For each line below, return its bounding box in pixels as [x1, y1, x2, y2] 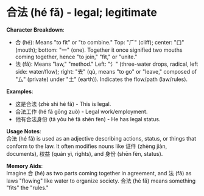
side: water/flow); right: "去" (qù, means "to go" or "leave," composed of [15, 68, 197, 75]
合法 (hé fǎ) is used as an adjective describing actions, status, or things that [6, 135, 197, 142]
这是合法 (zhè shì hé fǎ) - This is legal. [15, 100, 111, 107]
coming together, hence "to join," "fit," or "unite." [15, 53, 138, 60]
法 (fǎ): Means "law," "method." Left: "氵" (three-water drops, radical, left [15, 60, 199, 68]
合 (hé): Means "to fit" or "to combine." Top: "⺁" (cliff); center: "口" [15, 38, 185, 46]
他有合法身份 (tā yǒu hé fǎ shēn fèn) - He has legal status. [15, 115, 161, 122]
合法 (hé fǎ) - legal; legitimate [6, 5, 157, 19]
